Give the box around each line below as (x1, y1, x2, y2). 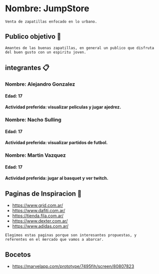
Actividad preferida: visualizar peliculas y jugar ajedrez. (5, 104, 121, 110)
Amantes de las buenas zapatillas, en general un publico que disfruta (5, 45, 154, 50)
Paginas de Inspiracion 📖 (5, 189, 82, 198)
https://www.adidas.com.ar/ (12, 224, 68, 229)
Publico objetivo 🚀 (5, 32, 62, 41)
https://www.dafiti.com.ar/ (12, 208, 66, 214)
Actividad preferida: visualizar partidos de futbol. (5, 140, 108, 146)
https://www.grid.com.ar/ (12, 202, 64, 208)
